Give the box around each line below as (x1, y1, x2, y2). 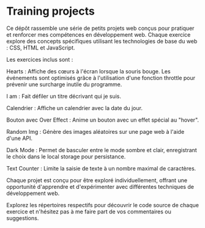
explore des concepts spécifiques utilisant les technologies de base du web (6, 37, 198, 45)
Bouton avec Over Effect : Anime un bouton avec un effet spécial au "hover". (6, 116, 199, 123)
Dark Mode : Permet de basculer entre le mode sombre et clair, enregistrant (6, 146, 197, 153)
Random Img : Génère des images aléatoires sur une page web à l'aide (6, 128, 185, 135)
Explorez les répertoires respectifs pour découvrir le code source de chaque (6, 201, 199, 208)
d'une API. (6, 134, 32, 142)
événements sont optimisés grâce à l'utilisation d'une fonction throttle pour (6, 74, 196, 81)
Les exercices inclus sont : (6, 56, 73, 63)
